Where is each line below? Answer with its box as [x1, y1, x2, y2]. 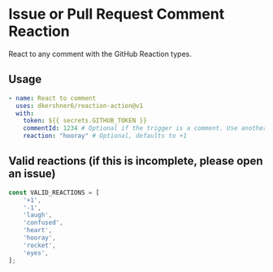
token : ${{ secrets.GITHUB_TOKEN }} [23, 117, 148, 125]
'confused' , [23, 218, 63, 227]
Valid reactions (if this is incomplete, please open [8, 154, 263, 168]
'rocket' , [23, 241, 57, 249]
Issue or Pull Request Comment [8, 5, 225, 24]
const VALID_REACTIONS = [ [8, 188, 100, 196]
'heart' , [23, 227, 53, 235]
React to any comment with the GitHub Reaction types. [8, 49, 193, 58]
